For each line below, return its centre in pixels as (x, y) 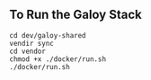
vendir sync (31, 43)
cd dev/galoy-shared (48, 35)
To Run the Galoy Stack (75, 15)
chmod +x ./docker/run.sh (58, 59)
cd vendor (28, 51)
